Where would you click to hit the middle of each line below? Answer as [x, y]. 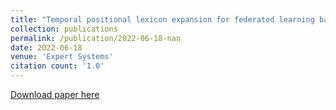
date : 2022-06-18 [46, 47]
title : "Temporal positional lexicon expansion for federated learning [162, 19]
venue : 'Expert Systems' [62, 57]
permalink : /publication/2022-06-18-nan [96, 38]
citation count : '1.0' [57, 66]
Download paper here [55, 94]
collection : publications [64, 29]
